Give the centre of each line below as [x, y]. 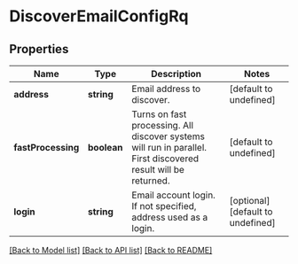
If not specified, [164, 206]
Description [176, 74]
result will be [158, 170]
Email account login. [173, 195]
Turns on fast [159, 114]
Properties [39, 49]
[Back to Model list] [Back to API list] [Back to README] [111, 250]
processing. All [162, 125]
